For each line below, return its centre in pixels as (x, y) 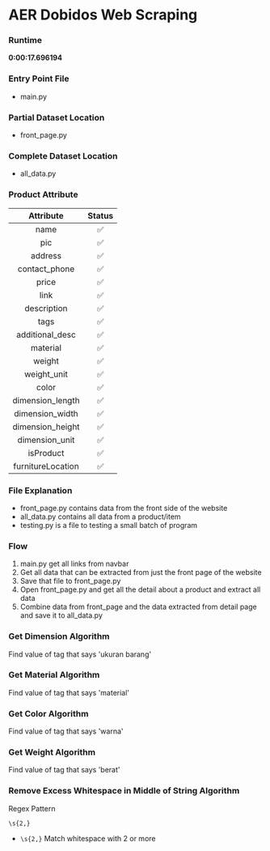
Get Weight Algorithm (52, 752)
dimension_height (46, 427)
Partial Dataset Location (57, 117)
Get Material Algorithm (54, 675)
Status (101, 215)
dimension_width (46, 413)
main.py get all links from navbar (74, 564)
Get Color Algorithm (49, 713)
